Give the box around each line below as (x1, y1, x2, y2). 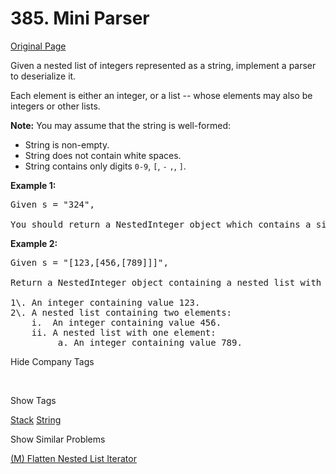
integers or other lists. (10, 100, 101, 112)
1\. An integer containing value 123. (10, 297, 201, 308)
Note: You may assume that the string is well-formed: (10, 119, 231, 131)
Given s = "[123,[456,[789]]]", (10, 257, 169, 268)
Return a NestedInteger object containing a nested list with (10, 277, 322, 288)
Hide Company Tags (10, 355, 95, 367)
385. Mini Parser (10, 7, 150, 30)
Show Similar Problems (10, 433, 106, 445)
